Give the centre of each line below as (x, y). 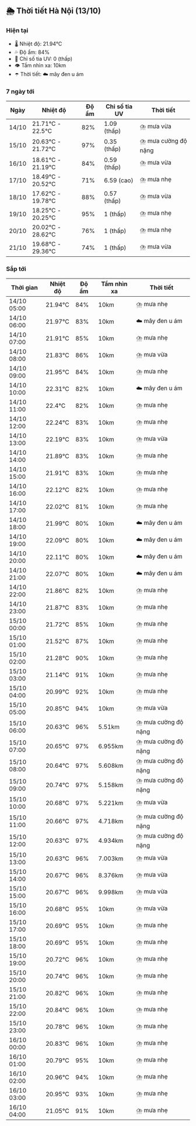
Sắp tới (16, 269)
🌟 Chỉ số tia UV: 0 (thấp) (43, 59)
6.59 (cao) (119, 180)
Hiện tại (17, 30)
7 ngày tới (20, 91)
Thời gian (24, 288)
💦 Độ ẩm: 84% (32, 52)
